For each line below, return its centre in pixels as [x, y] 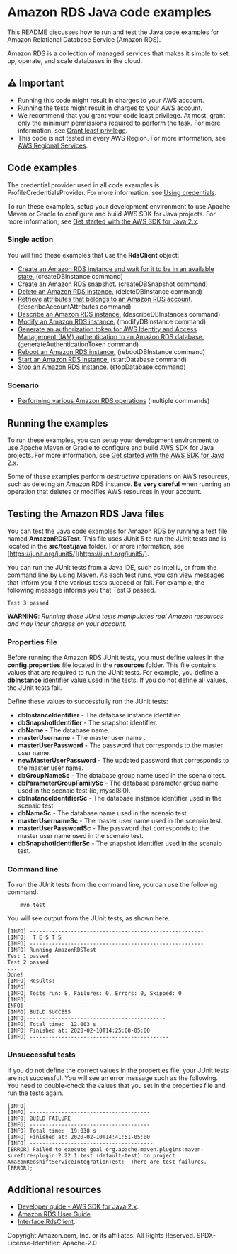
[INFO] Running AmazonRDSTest [52, 950]
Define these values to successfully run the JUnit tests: [88, 702]
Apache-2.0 [80, 1243]
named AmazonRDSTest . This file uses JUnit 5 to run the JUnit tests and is [117, 538]
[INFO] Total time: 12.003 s [52, 1025]
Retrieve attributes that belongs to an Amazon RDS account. [105, 299]
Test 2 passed [28, 962]
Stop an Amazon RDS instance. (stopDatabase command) [102, 367]
